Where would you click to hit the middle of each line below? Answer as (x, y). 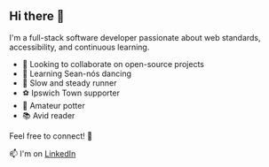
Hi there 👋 (37, 16)
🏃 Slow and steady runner (69, 83)
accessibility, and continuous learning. (79, 47)
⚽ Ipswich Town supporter (71, 93)
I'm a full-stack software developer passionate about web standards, (135, 37)
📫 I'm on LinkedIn (43, 153)
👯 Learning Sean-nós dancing (76, 73)
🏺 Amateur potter (54, 105)
